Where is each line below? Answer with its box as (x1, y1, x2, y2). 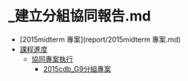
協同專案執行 (31, 54, 73, 64)
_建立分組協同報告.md (8, 7, 151, 25)
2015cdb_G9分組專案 (42, 64, 112, 73)
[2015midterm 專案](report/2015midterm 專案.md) (19, 35, 181, 44)
